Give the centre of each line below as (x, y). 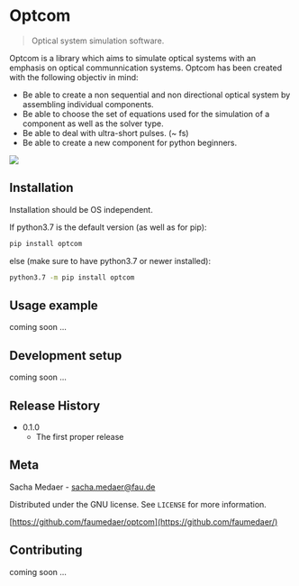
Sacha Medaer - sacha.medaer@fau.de (82, 487)
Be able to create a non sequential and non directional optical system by (156, 95)
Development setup (66, 356)
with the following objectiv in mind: (74, 77)
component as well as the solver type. (93, 124)
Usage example (54, 305)
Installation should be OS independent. (81, 209)
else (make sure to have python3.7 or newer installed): (110, 261)
